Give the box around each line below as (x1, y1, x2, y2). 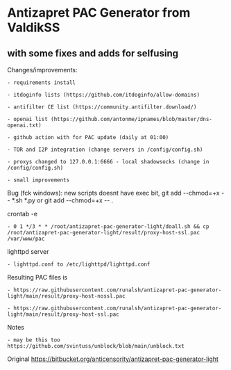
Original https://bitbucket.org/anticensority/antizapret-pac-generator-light (7, 355, 219, 363)
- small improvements (7, 177, 70, 184)
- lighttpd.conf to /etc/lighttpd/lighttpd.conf (7, 261, 151, 268)
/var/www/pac (7, 235, 45, 242)
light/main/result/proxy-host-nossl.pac (7, 293, 126, 300)
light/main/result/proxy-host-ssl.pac (7, 311, 119, 318)
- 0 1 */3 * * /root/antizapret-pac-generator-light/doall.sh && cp (7, 223, 209, 230)
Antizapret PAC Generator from (7, 5, 191, 21)
